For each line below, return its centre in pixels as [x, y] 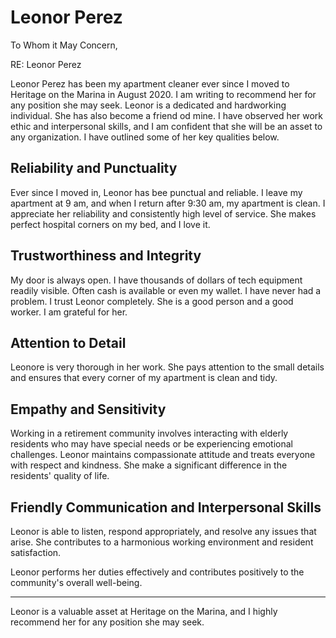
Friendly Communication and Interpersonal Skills [166, 507]
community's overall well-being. [76, 582]
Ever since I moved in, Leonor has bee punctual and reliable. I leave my [156, 192]
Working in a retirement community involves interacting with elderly [149, 433]
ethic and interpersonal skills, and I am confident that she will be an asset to [166, 126]
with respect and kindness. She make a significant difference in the [149, 465]
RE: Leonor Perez [46, 64]
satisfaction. [36, 552]
